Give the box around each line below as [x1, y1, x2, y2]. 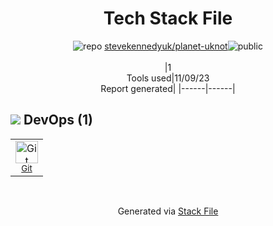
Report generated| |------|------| [100, 82, 236, 94]
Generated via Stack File [117, 205, 219, 217]
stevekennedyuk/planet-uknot [104, 40, 228, 52]
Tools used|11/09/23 [126, 72, 210, 84]
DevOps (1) [23, 112, 93, 129]
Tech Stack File [103, 7, 233, 30]
